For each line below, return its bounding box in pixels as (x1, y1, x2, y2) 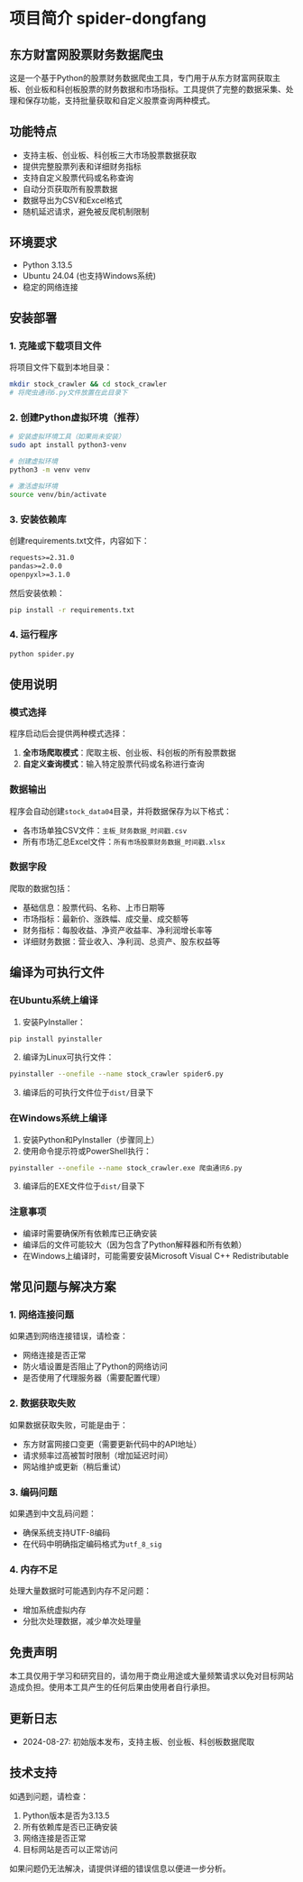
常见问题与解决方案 (9, 1280, 116, 1295)
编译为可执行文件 (9, 965, 105, 980)
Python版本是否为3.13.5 (22, 1810, 110, 1821)
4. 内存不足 (9, 1563, 58, 1575)
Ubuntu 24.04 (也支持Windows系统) (22, 270, 156, 280)
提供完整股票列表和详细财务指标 (22, 161, 142, 171)
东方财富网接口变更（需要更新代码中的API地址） (22, 1438, 202, 1449)
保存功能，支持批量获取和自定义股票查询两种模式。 (24, 96, 215, 106)
